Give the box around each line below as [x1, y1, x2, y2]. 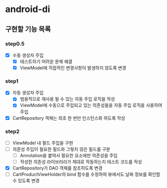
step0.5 [5, 40, 25, 47]
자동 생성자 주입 [12, 89, 44, 96]
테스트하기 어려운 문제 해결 [20, 58, 73, 64]
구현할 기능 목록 [5, 25, 51, 33]
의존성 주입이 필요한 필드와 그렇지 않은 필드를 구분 [12, 146, 110, 152]
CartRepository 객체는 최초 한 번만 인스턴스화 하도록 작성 [12, 115, 125, 121]
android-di [5, 4, 50, 15]
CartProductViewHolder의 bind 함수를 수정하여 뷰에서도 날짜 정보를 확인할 [12, 171, 160, 177]
